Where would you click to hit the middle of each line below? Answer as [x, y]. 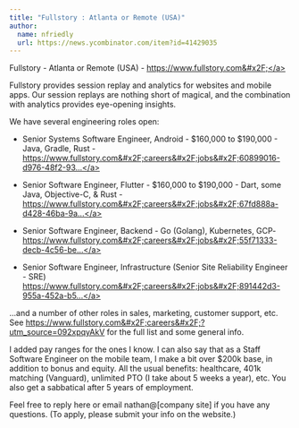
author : [24, 26]
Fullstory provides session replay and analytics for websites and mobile [141, 85]
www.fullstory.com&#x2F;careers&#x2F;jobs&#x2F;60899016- [165, 158]
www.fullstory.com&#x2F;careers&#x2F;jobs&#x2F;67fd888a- [164, 204]
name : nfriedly [46, 34]
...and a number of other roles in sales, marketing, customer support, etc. [144, 313]
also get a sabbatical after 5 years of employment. [101, 388]
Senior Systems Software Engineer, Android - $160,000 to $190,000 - [150, 139]
